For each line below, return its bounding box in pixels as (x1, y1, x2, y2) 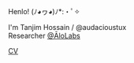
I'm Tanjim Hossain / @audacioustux (8, 23, 127, 31)
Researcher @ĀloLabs (8, 31, 80, 40)
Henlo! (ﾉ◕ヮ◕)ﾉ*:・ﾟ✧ (8, 7, 80, 16)
